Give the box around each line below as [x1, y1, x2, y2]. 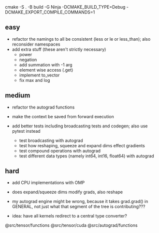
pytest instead [12, 128, 41, 134]
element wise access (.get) [19, 67, 73, 73]
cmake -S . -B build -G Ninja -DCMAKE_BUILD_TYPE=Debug [5, 4, 126, 10]
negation [19, 57, 37, 62]
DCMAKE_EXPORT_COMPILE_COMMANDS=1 [5, 9, 95, 15]
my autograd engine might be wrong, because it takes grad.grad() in [12, 199, 148, 204]
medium [5, 92, 30, 100]
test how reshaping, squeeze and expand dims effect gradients [19, 142, 145, 148]
